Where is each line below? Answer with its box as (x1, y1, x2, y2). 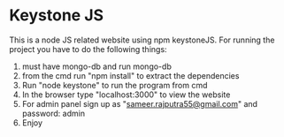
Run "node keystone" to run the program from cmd (21, 80, 208, 90)
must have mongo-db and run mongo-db (21, 61, 173, 72)
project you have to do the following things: (9, 43, 167, 54)
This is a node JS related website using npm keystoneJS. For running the (9, 34, 275, 45)
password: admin (21, 108, 86, 118)
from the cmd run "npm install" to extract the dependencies (21, 70, 240, 80)
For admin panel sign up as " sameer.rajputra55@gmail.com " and (21, 98, 258, 109)
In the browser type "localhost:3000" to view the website (21, 89, 231, 100)
